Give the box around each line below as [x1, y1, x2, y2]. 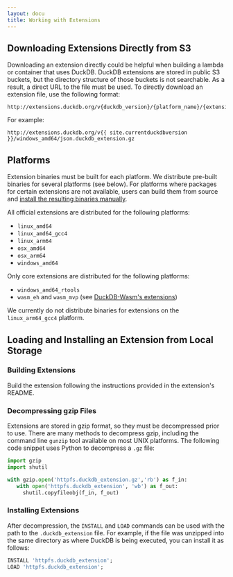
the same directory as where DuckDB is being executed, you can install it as [7, 536, 224, 544]
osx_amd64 [17, 245, 46, 252]
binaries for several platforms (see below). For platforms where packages [7, 180, 217, 188]
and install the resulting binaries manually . [7, 195, 128, 203]
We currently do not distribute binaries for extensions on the [7, 306, 180, 315]
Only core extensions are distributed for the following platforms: [7, 272, 190, 281]
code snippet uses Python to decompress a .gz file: [7, 444, 155, 452]
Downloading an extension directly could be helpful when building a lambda [7, 60, 224, 69]
